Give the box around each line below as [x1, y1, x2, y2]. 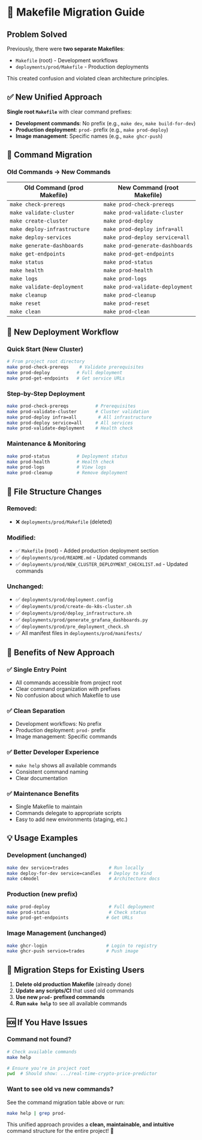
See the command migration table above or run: [7, 1099, 125, 1106]
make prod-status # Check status [7, 909, 147, 915]
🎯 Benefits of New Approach [7, 647, 115, 657]
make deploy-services [10, 234, 71, 240]
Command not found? [7, 1035, 71, 1043]
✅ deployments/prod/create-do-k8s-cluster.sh [15, 603, 132, 610]
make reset [10, 300, 41, 306]
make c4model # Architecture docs [7, 876, 161, 882]
